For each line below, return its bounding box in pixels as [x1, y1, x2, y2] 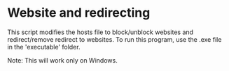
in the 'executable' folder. [7, 42, 81, 51]
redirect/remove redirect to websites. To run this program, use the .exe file [7, 35, 222, 43]
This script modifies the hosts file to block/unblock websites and [7, 28, 194, 36]
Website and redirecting [7, 5, 151, 21]
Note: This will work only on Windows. [7, 56, 118, 64]
